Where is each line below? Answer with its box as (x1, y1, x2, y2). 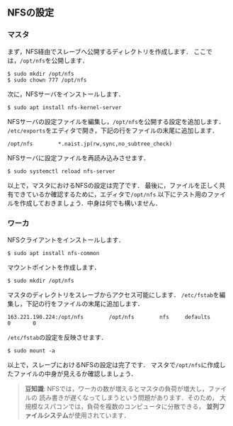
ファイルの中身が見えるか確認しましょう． (13, 369, 137, 378)
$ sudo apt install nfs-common (7, 250, 100, 257)
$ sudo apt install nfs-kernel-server (7, 103, 122, 111)
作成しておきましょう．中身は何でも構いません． (19, 198, 161, 207)
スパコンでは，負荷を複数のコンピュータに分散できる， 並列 (43, 402, 220, 410)
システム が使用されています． (43, 410, 130, 420)
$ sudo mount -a (7, 347, 55, 354)
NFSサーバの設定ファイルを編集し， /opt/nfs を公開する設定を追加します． (7, 117, 225, 125)
